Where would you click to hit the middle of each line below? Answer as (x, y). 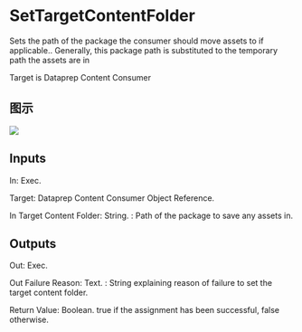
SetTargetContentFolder (103, 16)
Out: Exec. (28, 266)
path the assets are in (50, 60)
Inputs (28, 159)
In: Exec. (25, 180)
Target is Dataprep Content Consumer (80, 77)
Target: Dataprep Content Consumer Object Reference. (112, 198)
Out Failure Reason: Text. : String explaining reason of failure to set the (141, 283)
